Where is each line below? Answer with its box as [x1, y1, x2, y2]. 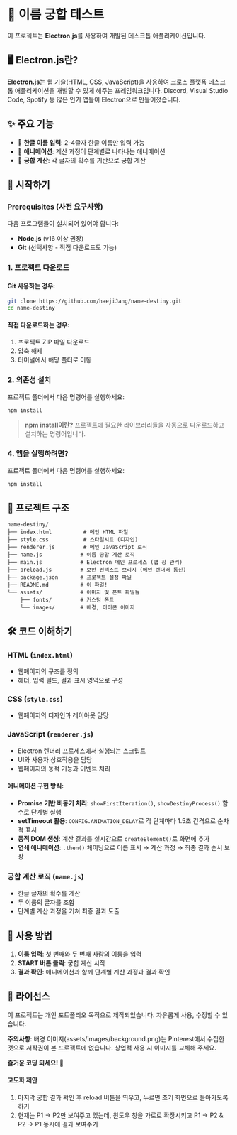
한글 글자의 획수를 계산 [17, 889, 81, 898]
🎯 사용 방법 [7, 930, 53, 942]
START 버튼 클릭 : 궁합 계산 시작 [17, 959, 106, 967]
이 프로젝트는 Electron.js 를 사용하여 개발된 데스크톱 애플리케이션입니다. [7, 31, 207, 40]
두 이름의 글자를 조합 [17, 898, 75, 906]
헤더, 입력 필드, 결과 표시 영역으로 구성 [17, 676, 124, 685]
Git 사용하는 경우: [7, 281, 56, 290]
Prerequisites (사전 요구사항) [7, 202, 104, 212]
